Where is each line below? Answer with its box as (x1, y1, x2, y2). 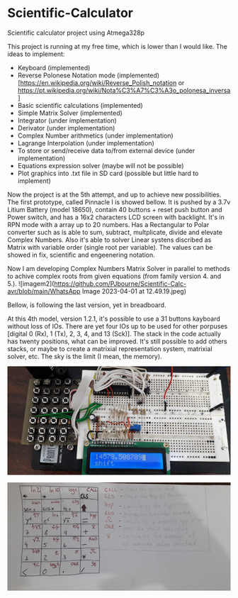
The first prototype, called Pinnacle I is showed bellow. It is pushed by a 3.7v (7, 197, 231, 206)
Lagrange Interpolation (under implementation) (17, 138, 154, 147)
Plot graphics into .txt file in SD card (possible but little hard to (17, 169, 199, 177)
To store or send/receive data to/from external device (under (17, 146, 195, 155)
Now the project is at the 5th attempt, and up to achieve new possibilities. (7, 190, 222, 199)
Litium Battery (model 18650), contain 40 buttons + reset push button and (7, 205, 222, 214)
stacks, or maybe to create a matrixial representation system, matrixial (7, 344, 212, 353)
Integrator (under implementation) (17, 116, 117, 125)
